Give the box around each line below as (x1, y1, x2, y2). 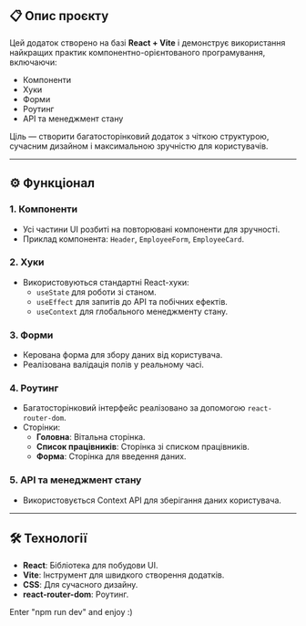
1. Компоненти (9, 203, 78, 215)
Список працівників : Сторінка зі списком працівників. (36, 442, 250, 453)
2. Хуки (9, 256, 45, 268)
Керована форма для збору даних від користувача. (22, 350, 223, 360)
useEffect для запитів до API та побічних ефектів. (36, 296, 228, 307)
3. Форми (9, 329, 54, 341)
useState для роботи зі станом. (36, 287, 157, 297)
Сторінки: (22, 422, 61, 433)
